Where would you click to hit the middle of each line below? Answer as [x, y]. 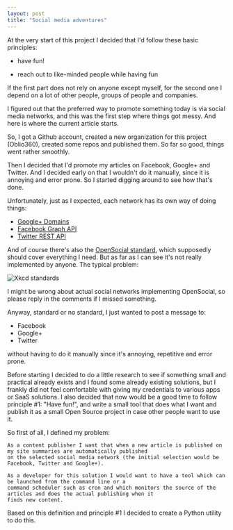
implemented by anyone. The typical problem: [73, 264]
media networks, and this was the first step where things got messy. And [112, 116]
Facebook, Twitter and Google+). [56, 463]
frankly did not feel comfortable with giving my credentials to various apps [114, 389]
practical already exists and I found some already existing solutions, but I [112, 382]
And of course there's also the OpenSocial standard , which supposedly [109, 249]
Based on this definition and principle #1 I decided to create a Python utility [114, 513]
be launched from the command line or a [67, 481]
